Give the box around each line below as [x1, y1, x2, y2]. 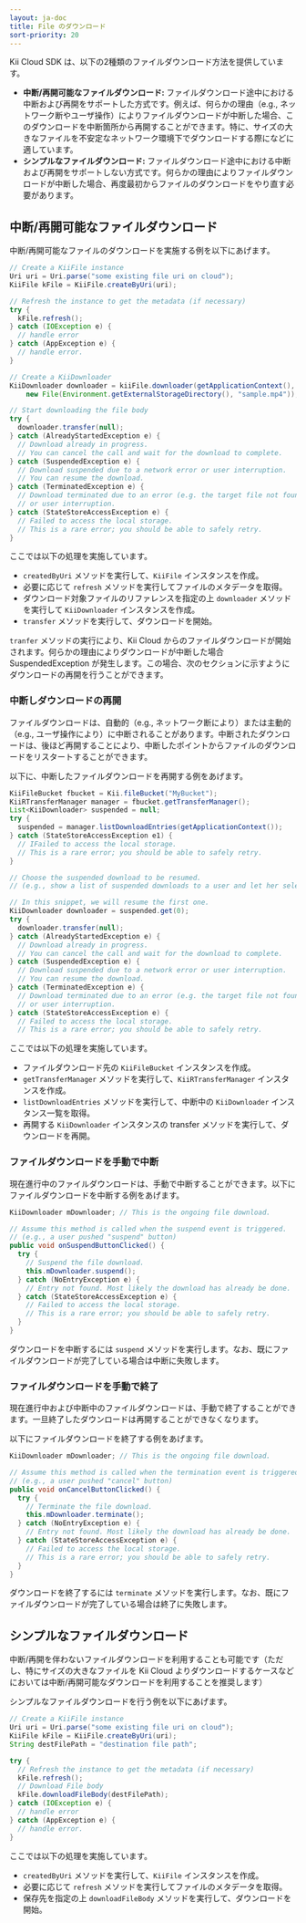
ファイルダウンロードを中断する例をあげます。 [9, 1190, 185, 1201]
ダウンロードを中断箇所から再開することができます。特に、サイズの [30, 121, 285, 132]
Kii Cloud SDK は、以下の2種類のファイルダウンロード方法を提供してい [9, 57, 276, 68]
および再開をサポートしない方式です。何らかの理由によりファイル [22, 167, 270, 178]
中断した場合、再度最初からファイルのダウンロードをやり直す [54, 179, 287, 190]
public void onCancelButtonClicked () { [9, 1484, 161, 1494]
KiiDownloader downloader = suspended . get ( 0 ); [9, 907, 189, 916]
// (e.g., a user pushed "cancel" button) [9, 1476, 173, 1485]
